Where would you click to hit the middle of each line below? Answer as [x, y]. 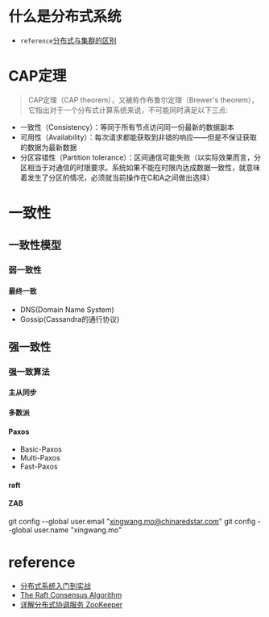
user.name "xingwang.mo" [78, 530]
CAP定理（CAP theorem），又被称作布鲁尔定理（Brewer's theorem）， [143, 100]
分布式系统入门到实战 [55, 586]
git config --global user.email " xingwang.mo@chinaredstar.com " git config [132, 522]
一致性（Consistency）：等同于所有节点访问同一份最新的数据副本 [127, 127]
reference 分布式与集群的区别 [68, 40]
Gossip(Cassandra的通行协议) [70, 319]
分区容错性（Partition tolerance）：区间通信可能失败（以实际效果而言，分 [141, 157]
